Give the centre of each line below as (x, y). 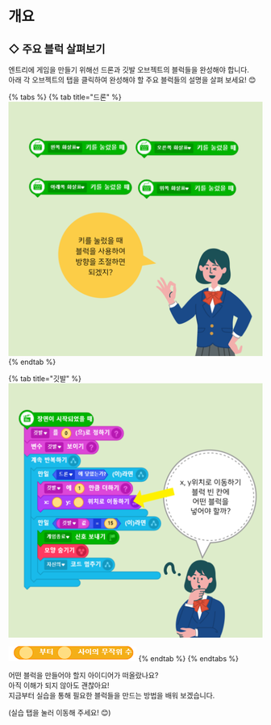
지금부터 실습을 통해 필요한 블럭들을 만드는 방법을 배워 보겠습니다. (112, 696)
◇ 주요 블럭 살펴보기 (57, 49)
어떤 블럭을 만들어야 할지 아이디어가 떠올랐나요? (83, 675)
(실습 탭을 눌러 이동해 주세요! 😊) (60, 712)
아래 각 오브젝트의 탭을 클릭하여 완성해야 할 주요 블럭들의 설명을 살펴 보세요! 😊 (132, 80)
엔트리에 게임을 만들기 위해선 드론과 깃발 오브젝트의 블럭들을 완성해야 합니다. (129, 70)
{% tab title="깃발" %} (45, 379)
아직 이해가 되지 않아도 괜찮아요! (59, 685)
